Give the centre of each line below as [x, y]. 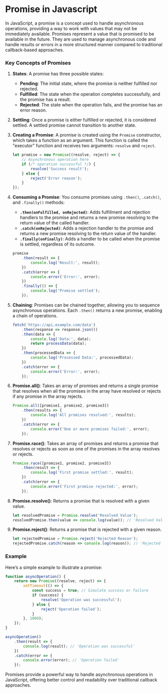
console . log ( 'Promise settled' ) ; [65, 291]
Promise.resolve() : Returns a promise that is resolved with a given [81, 501]
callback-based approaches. [34, 50]
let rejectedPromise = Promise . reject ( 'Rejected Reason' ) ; [75, 539]
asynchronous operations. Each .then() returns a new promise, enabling [87, 310]
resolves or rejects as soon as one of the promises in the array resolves [86, 448]
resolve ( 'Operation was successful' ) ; [81, 600]
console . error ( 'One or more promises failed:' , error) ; [90, 429]
